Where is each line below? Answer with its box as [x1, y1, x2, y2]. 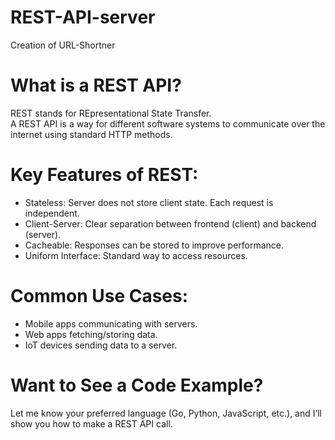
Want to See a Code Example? [10, 374, 264, 396]
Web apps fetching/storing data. [24, 328, 158, 340]
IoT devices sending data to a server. [24, 339, 178, 351]
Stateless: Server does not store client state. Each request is [24, 196, 274, 208]
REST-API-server [10, 6, 156, 29]
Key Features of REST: [10, 164, 199, 186]
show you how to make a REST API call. [10, 417, 173, 430]
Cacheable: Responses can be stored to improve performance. [24, 239, 285, 251]
